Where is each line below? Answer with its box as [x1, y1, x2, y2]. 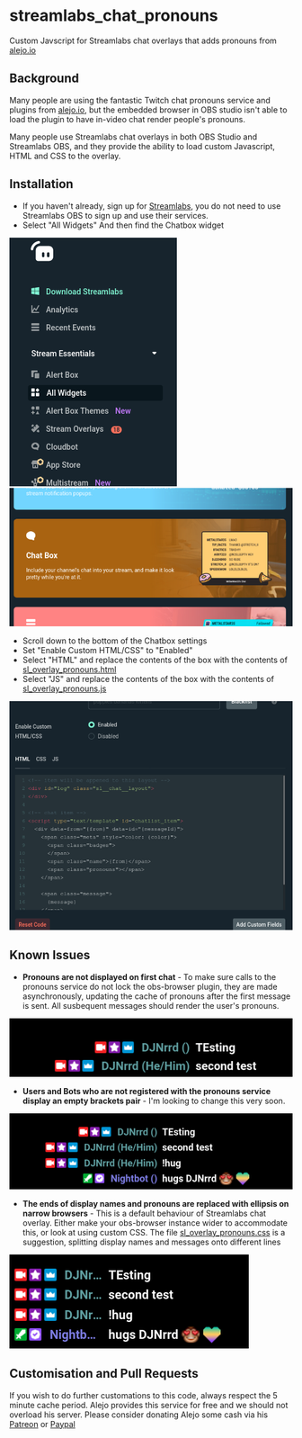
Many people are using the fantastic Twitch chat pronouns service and [9, 94, 271, 105]
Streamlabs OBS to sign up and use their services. [22, 210, 209, 220]
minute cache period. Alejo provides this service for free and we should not [9, 1399, 289, 1410]
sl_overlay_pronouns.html [22, 664, 117, 675]
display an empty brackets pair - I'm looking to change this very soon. [22, 1095, 286, 1106]
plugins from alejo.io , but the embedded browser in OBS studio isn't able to [9, 104, 288, 115]
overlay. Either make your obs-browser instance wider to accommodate [22, 1217, 289, 1228]
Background [9, 71, 79, 86]
